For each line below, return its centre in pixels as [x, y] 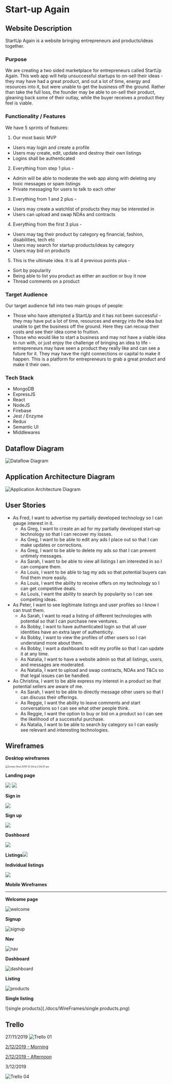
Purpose [16, 59]
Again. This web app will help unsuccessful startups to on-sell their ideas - [84, 76]
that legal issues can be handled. [55, 675]
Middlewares [26, 432]
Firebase [22, 411]
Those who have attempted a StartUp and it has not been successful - [87, 315]
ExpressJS [24, 394]
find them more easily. [44, 578]
